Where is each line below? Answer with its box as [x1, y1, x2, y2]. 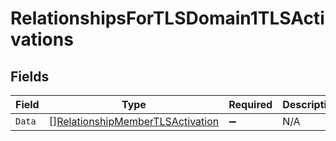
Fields [10, 68, 50, 85]
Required [228, 98, 273, 111]
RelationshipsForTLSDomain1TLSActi [10, 7, 325, 30]
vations [10, 28, 74, 51]
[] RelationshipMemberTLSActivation [48, 115, 220, 128]
